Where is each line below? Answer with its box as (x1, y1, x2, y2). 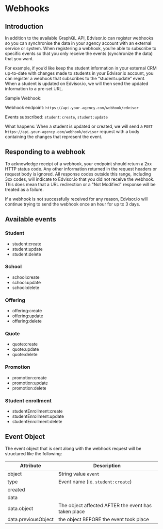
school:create (12, 274, 40, 280)
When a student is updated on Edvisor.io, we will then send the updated (5, 81, 148, 86)
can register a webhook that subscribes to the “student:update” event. (5, 76, 146, 81)
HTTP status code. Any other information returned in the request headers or (5, 166, 157, 171)
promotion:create (12, 375, 47, 380)
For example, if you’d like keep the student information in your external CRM (5, 65, 157, 71)
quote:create (12, 341, 38, 347)
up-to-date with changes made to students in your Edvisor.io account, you (5, 70, 154, 76)
